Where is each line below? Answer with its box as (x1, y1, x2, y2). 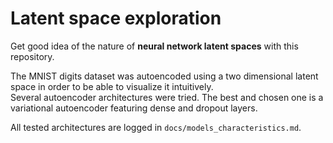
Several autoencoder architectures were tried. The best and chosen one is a (10, 91, 324, 103)
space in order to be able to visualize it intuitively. (10, 80, 214, 92)
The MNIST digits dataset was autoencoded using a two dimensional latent (10, 70, 319, 82)
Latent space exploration (10, 7, 222, 30)
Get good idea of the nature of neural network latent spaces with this (10, 40, 299, 52)
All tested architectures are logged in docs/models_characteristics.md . (10, 121, 302, 133)
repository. (10, 50, 55, 62)
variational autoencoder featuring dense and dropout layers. (10, 102, 258, 114)
